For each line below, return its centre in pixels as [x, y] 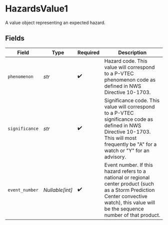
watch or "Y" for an [127, 150]
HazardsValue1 [37, 9]
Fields [15, 38]
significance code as [129, 119]
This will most [120, 138]
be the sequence [124, 208]
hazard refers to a [125, 171]
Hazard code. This [126, 61]
